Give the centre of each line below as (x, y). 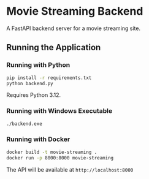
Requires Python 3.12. (34, 95)
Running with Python (38, 65)
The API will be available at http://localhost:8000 (70, 169)
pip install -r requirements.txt (49, 78)
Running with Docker (38, 139)
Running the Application (54, 48)
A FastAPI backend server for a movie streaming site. (74, 28)
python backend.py (30, 83)
